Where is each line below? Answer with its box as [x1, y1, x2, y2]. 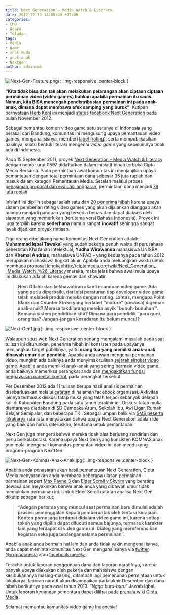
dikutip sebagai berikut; [5, 494, 55, 500]
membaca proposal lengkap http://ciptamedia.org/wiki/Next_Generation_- [5, 263, 158, 269]
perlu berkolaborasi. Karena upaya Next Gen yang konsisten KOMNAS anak [5, 436, 163, 443]
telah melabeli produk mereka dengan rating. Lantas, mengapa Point [17, 294, 165, 300]
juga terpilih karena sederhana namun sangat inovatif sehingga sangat [5, 220, 154, 227]
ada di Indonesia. [5, 147, 42, 153]
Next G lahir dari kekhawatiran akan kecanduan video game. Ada [17, 284, 157, 290]
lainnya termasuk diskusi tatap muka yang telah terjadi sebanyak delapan [5, 394, 158, 400]
